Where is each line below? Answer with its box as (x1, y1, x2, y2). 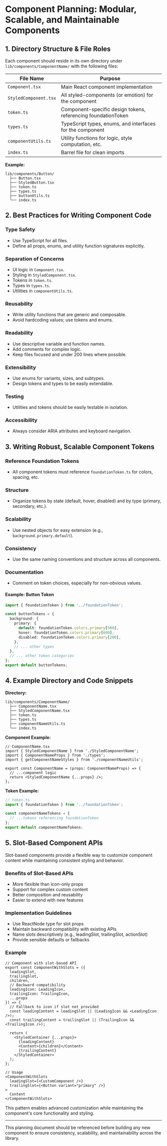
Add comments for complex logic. (12, 346, 82, 352)
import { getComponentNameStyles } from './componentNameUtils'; (5, 757, 143, 762)
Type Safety (5, 226, 35, 233)
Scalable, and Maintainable (5, 14, 120, 25)
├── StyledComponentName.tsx (9, 708, 70, 713)
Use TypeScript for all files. (12, 237, 68, 243)
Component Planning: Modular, (5, 3, 137, 15)
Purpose (100, 75, 121, 82)
